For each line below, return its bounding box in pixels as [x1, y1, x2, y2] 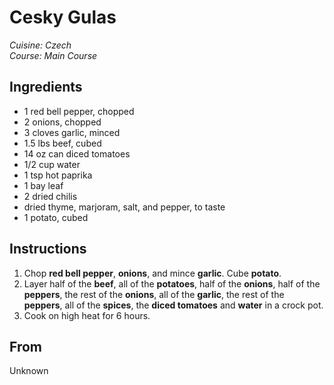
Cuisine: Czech [9, 39, 72, 51]
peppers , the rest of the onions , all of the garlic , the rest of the [23, 288, 285, 300]
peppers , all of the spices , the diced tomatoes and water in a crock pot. [23, 299, 324, 311]
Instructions [9, 241, 87, 258]
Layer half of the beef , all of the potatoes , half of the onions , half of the [23, 277, 321, 290]
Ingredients [9, 79, 83, 96]
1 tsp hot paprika [23, 169, 93, 181]
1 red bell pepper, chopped [23, 105, 135, 117]
